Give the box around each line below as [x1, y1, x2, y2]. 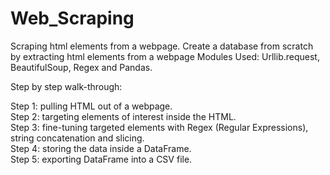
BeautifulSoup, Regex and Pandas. [10, 61, 153, 73]
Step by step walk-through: [10, 80, 123, 92]
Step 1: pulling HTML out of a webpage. [10, 100, 173, 112]
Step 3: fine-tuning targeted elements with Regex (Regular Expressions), [10, 121, 309, 133]
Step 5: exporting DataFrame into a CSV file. [10, 153, 193, 165]
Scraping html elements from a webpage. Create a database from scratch [10, 40, 314, 52]
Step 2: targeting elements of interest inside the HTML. [10, 110, 237, 122]
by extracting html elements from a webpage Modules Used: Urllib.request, [10, 50, 320, 62]
